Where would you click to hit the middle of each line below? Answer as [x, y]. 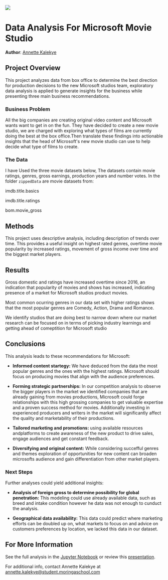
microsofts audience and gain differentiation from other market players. [86, 459]
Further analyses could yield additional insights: [54, 483]
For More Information [39, 545]
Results [17, 270]
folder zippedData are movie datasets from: [49, 181]
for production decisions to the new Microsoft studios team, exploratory [79, 85]
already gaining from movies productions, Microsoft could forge [78, 397]
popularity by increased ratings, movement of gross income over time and [82, 249]
